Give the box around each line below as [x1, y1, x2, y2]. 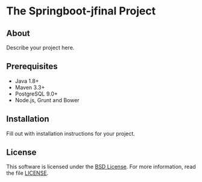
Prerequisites [6, 61, 58, 71]
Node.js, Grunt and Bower [14, 96, 80, 103]
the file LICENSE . [6, 169, 49, 177]
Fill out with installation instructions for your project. [6, 130, 136, 137]
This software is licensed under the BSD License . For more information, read [6, 163, 196, 171]
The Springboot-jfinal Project [6, 4, 156, 18]
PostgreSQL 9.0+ [14, 90, 58, 97]
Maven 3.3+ [14, 83, 45, 91]
